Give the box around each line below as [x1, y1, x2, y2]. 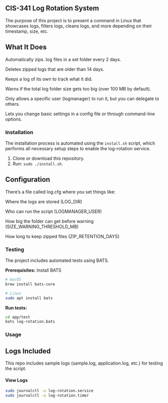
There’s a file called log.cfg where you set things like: [5, 189, 116, 195]
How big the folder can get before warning [5, 218, 94, 224]
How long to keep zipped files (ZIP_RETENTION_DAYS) [5, 233, 120, 239]
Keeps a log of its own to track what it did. [5, 76, 93, 82]
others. [5, 101, 20, 107]
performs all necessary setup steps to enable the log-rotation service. [5, 145, 151, 151]
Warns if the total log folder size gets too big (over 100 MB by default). [5, 85, 151, 92]
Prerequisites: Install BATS [5, 267, 62, 274]
